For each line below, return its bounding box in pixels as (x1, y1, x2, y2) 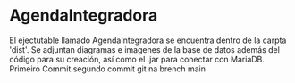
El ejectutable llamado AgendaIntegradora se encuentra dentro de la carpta (9, 35, 287, 46)
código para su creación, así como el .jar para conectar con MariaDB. (9, 54, 265, 64)
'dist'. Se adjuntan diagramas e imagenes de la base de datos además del (9, 44, 280, 54)
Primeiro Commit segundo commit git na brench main (9, 63, 206, 74)
